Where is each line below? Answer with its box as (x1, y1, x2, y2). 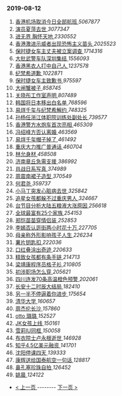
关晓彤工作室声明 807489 (15, 92, 77, 99)
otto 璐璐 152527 (15, 312, 56, 320)
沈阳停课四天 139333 (15, 349, 66, 357)
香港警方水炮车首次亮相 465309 (15, 121, 93, 128)
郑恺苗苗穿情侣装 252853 (15, 217, 77, 224)
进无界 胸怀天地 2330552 (15, 33, 77, 40)
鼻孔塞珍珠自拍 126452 (15, 364, 71, 371)
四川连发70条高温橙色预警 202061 (15, 275, 98, 283)
